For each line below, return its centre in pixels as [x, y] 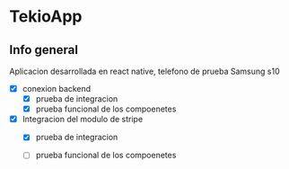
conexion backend [57, 89]
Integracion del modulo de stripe [83, 120]
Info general [44, 50]
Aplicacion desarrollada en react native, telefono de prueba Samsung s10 [144, 71]
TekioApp [46, 17]
